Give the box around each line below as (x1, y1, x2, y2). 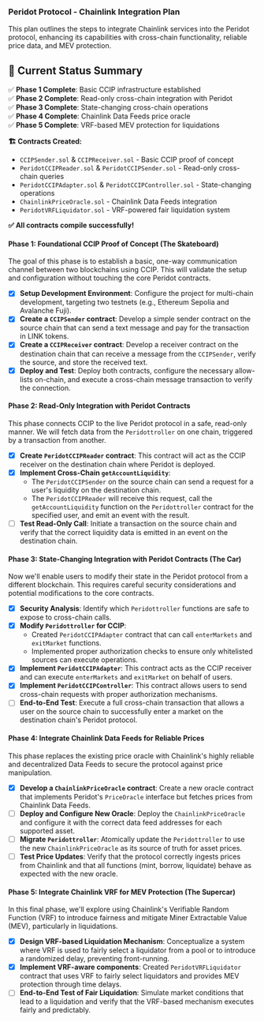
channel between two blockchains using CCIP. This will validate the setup (8, 265, 247, 275)
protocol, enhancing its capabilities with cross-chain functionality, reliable (8, 32, 247, 42)
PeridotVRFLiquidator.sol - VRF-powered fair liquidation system (19, 205, 231, 215)
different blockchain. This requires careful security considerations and (8, 580, 236, 590)
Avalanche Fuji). (19, 306, 73, 316)
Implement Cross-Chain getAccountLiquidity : (19, 468, 171, 477)
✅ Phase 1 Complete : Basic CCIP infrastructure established (8, 85, 201, 95)
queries (39, 172, 65, 182)
